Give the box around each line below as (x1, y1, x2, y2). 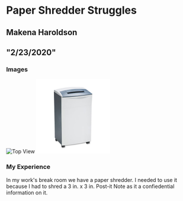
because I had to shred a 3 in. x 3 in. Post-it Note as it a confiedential (6, 183, 175, 190)
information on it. (6, 189, 48, 196)
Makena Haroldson (6, 27, 78, 37)
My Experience (6, 163, 51, 171)
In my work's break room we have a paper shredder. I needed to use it (6, 176, 178, 183)
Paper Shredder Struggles (6, 4, 137, 17)
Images (6, 65, 28, 73)
